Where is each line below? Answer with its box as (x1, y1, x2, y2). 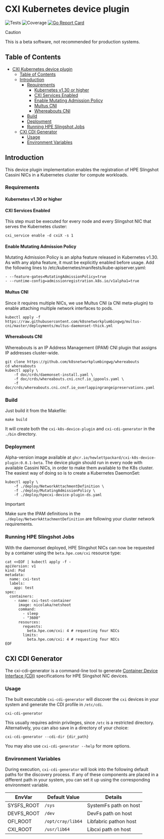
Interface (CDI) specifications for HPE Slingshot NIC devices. (5, 673, 129, 679)
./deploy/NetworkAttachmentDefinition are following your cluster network (5, 516, 155, 522)
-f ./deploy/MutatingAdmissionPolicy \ (14, 488, 96, 493)
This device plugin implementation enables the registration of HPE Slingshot (5, 166, 159, 173)
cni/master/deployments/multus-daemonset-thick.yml (5, 323, 113, 328)
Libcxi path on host (87, 826, 131, 833)
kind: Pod (5, 568, 26, 573)
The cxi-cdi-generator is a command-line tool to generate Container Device (5, 667, 158, 673)
